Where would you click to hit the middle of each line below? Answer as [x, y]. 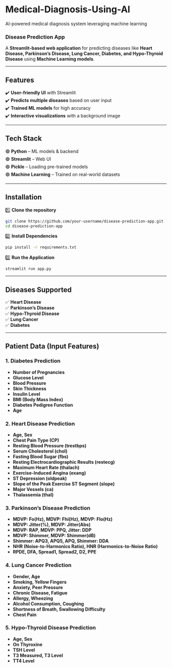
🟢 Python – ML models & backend [42, 151]
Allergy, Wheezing [33, 598]
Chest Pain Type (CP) [36, 440]
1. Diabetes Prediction [33, 361]
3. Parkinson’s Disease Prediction [48, 508]
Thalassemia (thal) [33, 495]
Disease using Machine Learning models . [50, 59]
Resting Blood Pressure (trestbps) [50, 445]
